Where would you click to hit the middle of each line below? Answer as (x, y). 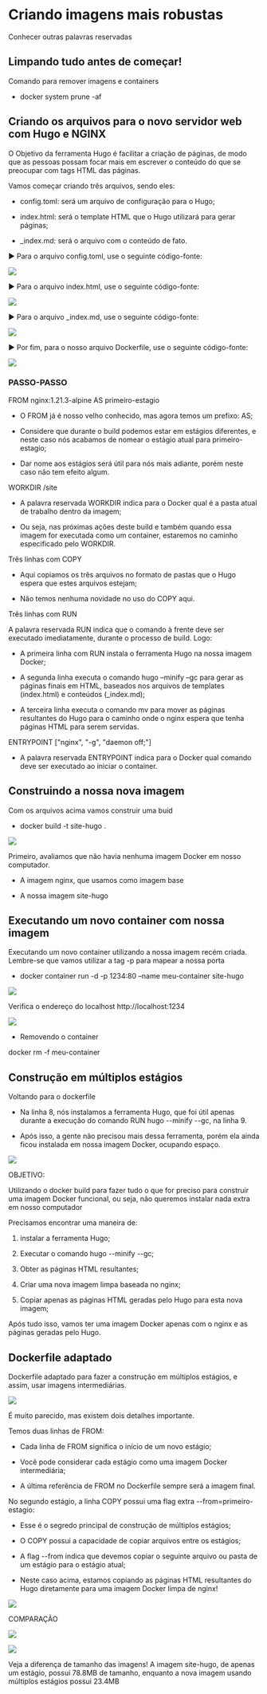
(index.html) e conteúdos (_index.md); (82, 694)
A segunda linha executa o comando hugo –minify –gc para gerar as (132, 677)
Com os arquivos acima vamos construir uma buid (90, 810)
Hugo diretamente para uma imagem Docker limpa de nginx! (119, 1589)
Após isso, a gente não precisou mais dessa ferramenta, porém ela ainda (139, 1136)
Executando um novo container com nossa (116, 921)
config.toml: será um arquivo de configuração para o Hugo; (117, 201)
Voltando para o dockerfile (52, 1097)
